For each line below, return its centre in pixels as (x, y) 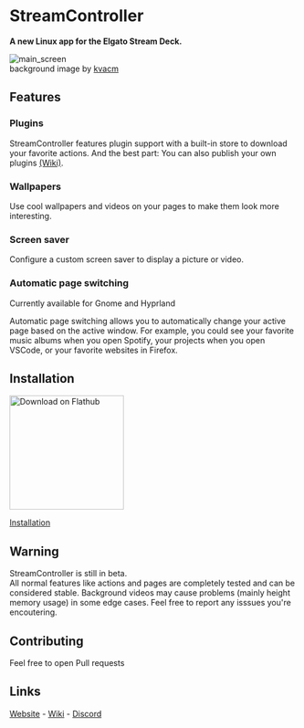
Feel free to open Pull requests (67, 662)
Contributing (47, 641)
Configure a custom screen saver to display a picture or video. (127, 259)
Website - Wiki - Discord (56, 713)
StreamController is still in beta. (68, 574)
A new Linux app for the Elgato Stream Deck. (96, 41)
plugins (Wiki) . (37, 163)
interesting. (31, 216)
